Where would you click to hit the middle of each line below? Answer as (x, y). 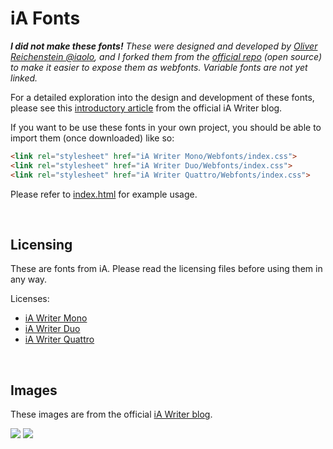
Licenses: (30, 299)
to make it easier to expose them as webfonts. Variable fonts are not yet (159, 67)
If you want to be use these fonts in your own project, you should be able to (166, 127)
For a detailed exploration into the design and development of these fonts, (162, 97)
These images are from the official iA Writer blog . (111, 414)
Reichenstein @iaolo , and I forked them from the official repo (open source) (166, 56)
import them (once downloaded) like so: (92, 138)
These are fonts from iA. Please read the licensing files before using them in (166, 269)
